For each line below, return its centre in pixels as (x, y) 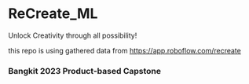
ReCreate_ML (53, 14)
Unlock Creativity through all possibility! (73, 35)
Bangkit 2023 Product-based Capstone (85, 71)
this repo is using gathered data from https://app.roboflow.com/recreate (124, 50)
